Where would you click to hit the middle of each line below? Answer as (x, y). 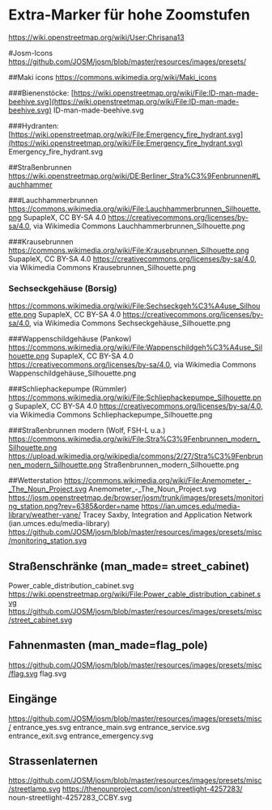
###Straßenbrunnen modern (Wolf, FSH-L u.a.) (87, 430)
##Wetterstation (35, 481)
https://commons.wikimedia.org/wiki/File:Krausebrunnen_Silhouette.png (129, 250)
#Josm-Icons (31, 53)
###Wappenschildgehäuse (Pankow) (70, 339)
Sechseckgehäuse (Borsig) (63, 288)
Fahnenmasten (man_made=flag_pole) (108, 645)
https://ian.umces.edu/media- (191, 507)
